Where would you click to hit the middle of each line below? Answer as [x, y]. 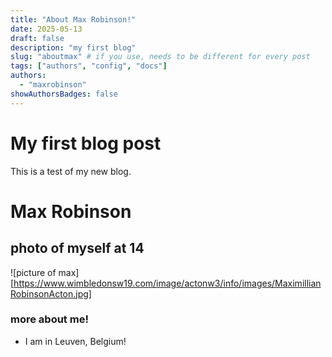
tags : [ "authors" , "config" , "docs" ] [89, 66]
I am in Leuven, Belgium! [75, 341]
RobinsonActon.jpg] [51, 293]
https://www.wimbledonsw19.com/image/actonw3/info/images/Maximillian [167, 283]
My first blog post [86, 143]
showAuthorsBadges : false [64, 94]
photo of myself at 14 [77, 248]
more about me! [49, 319]
